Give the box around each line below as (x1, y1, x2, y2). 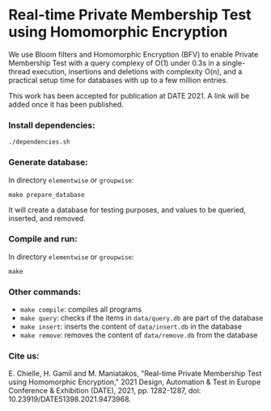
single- (222, 58, 246, 68)
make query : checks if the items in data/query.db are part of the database (19, 313, 264, 323)
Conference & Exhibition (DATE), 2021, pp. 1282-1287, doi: (8, 386, 201, 396)
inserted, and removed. (8, 213, 87, 223)
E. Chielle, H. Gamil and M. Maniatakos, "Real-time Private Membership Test (8, 369, 262, 379)
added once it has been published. (8, 99, 124, 109)
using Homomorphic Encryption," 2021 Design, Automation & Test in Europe (8, 377, 261, 387)
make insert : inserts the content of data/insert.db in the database (19, 321, 243, 332)
